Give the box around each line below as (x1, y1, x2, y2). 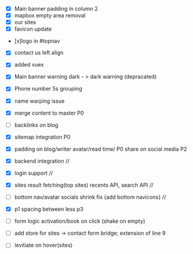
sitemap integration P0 (14, 133, 71, 141)
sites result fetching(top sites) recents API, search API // (14, 181, 154, 189)
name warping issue (14, 97, 65, 104)
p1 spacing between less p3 (14, 205, 84, 213)
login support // (14, 169, 54, 177)
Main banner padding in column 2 (14, 5, 98, 12)
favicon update (14, 25, 52, 32)
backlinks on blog (14, 121, 58, 129)
